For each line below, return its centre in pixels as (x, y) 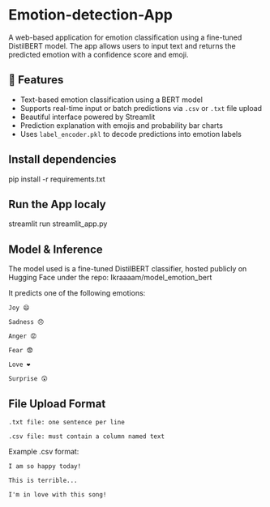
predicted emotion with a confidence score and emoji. (99, 54)
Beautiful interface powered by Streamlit (88, 117)
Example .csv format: (44, 452)
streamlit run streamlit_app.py (58, 224)
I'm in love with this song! (58, 495)
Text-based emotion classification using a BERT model (111, 100)
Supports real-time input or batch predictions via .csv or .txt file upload (141, 108)
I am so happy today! (45, 467)
